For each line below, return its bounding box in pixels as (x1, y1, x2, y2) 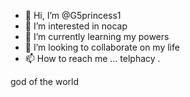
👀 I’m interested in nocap (24, 20, 128, 32)
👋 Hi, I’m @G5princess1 (24, 10, 122, 21)
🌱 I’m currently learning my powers (24, 31, 170, 42)
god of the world (10, 76, 80, 87)
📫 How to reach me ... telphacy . (24, 53, 161, 64)
